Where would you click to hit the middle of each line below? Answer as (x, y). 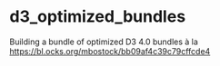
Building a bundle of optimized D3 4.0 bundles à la (104, 42)
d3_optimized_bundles (98, 17)
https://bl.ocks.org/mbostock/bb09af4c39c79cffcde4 (110, 51)
